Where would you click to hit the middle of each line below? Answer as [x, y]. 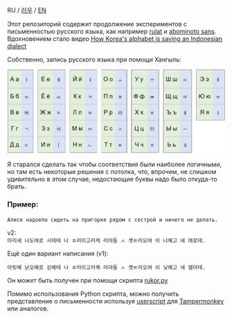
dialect [17, 46]
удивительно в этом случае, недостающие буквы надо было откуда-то [112, 179]
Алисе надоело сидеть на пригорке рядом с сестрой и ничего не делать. [113, 220]
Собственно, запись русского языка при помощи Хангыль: [94, 60]
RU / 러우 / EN [27, 10]
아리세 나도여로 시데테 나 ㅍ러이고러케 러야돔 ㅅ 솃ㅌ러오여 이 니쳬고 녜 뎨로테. [106, 241]
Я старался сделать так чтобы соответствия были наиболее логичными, [115, 164]
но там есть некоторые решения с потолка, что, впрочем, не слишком [112, 172]
